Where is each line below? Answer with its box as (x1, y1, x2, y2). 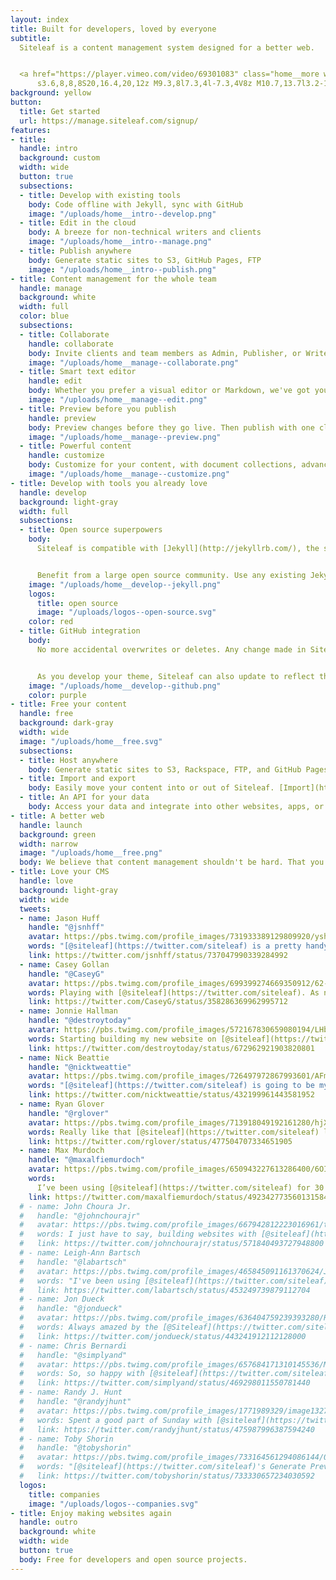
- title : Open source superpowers (19, 525, 163, 535)
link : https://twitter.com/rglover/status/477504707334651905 (28, 1136, 293, 1146)
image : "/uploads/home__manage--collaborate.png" (28, 357, 240, 368)
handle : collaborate (28, 339, 114, 349)
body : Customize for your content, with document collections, (28, 460, 298, 470)
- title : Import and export (19, 774, 137, 784)
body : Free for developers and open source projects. (19, 1554, 248, 1565)
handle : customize (28, 451, 105, 461)
